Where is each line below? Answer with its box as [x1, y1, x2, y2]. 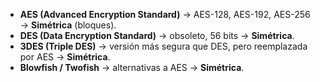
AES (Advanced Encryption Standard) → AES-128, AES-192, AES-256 [19, 9, 311, 20]
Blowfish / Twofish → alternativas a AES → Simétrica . [19, 62, 245, 73]
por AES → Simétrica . [19, 51, 111, 63]
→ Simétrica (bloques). [19, 19, 117, 31]
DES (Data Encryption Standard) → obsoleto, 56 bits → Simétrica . [19, 30, 295, 41]
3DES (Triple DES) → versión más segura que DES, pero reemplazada [19, 40, 308, 52]
